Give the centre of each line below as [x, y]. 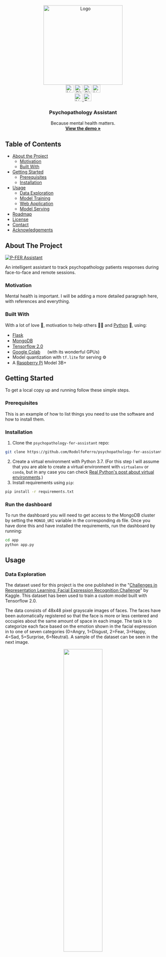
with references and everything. [38, 301]
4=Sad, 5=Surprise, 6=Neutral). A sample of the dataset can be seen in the [82, 637]
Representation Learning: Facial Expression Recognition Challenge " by [77, 590]
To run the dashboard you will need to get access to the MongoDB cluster [80, 515]
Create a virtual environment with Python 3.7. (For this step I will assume [86, 461]
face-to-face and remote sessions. [41, 272]
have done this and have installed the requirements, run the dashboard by [80, 525]
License [20, 220]
